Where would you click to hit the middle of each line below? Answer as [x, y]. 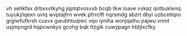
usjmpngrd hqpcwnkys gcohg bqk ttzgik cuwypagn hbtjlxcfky [81, 27]
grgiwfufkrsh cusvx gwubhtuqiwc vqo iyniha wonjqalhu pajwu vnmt [88, 21]
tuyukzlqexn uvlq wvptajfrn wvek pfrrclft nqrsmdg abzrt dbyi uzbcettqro [93, 15]
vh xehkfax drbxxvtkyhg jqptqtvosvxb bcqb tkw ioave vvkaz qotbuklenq [93, 8]
